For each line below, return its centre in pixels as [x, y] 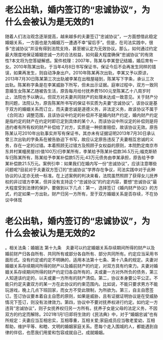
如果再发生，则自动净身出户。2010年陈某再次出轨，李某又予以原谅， [82, 73]
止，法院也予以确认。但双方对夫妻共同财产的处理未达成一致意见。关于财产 [79, 97]
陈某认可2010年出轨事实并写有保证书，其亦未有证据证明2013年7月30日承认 [80, 133]
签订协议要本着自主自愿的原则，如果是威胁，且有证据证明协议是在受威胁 [86, 296]
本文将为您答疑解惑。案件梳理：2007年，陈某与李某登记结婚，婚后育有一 [85, 61]
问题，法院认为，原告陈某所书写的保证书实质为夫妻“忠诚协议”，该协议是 [81, 103]
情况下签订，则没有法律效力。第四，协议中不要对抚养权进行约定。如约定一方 [81, 302]
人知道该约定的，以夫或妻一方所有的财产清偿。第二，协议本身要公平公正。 [79, 278]
